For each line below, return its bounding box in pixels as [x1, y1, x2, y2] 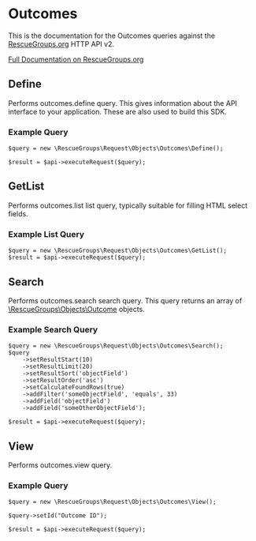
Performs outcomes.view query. [8, 460, 113, 470]
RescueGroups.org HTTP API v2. [8, 39, 115, 48]
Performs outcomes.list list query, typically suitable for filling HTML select [8, 201, 248, 210]
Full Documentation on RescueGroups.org [8, 54, 144, 64]
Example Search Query [8, 324, 98, 335]
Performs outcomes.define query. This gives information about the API [8, 98, 238, 107]
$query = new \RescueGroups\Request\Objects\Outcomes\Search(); [8, 342, 224, 350]
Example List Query [8, 228, 85, 239]
